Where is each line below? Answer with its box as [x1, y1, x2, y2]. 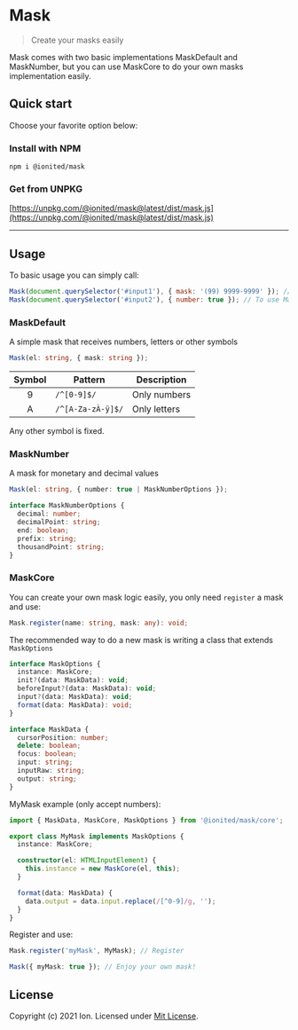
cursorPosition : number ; [17, 733, 109, 742]
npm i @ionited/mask [9, 162, 86, 171]
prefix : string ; [17, 534, 77, 543]
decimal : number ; [17, 509, 82, 519]
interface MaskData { [9, 725, 90, 734]
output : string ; [17, 774, 77, 783]
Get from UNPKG [9, 183, 82, 195]
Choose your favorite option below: [9, 120, 138, 130]
